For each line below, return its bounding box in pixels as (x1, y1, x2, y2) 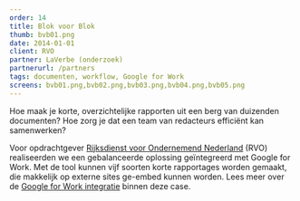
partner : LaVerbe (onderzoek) (9, 55, 124, 64)
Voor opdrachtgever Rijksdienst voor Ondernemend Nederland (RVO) (9, 142, 268, 153)
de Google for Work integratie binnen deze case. (9, 180, 191, 191)
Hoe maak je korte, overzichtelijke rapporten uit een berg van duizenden (9, 105, 279, 116)
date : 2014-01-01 (9, 38, 75, 48)
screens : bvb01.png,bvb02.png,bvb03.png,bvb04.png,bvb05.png (9, 81, 246, 90)
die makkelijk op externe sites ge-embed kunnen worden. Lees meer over (9, 171, 285, 182)
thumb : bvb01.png (9, 30, 75, 39)
